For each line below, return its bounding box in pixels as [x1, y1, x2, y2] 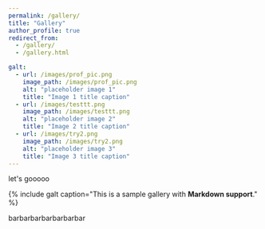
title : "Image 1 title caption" [22, 93, 130, 101]
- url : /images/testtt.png [15, 101, 105, 109]
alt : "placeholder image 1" [22, 85, 116, 93]
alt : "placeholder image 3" [22, 144, 116, 152]
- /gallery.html [15, 49, 69, 57]
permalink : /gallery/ [8, 11, 81, 20]
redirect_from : [8, 34, 59, 42]
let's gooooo [8, 174, 50, 184]
